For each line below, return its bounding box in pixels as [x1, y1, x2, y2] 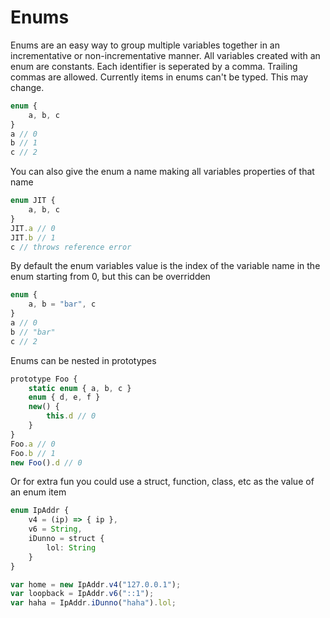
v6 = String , [28, 524, 83, 535]
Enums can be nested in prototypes [10, 354, 157, 366]
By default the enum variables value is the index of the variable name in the [10, 260, 321, 272]
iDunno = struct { [28, 534, 105, 544]
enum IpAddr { [10, 506, 70, 516]
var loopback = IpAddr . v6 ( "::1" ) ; [10, 589, 155, 599]
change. [10, 81, 45, 93]
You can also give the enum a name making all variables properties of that [10, 166, 315, 178]
